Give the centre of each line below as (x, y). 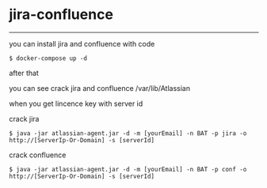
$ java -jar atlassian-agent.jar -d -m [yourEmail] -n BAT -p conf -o (128, 169)
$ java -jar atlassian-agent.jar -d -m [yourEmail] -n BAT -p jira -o (128, 133)
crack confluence (38, 155)
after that (24, 73)
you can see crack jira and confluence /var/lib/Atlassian (100, 88)
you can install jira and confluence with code (82, 43)
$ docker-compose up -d (48, 58)
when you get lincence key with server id (76, 103)
